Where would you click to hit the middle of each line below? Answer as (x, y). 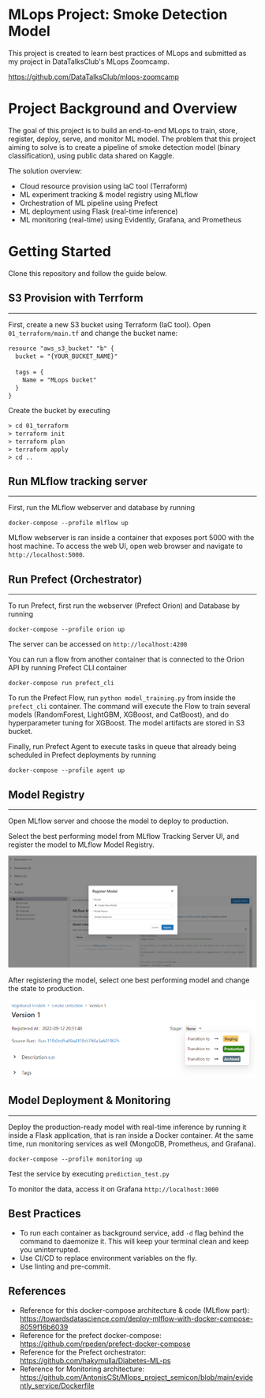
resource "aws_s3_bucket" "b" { (61, 349)
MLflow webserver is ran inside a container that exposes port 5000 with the (131, 538)
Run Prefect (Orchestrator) (75, 579)
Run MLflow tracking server (78, 481)
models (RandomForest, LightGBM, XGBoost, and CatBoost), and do (119, 714)
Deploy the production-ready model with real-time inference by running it (127, 1127)
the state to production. (46, 989)
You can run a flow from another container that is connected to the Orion (126, 659)
